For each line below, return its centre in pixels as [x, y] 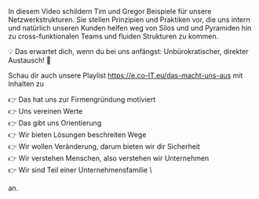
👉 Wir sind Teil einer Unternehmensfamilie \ [80, 170]
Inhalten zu [26, 84]
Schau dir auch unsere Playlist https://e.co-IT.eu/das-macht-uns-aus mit [126, 75]
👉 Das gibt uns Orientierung [55, 123]
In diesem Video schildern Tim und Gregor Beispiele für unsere [110, 11]
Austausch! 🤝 [29, 60]
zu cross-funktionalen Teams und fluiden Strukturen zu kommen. [113, 36]
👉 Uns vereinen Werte [46, 111]
